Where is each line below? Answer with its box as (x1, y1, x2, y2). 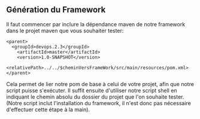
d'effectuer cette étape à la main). (6, 106, 90, 113)
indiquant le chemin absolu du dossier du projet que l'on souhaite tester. (6, 93, 184, 100)
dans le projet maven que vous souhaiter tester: (6, 27, 124, 34)
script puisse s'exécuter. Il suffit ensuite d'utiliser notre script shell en (6, 87, 178, 94)
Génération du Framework (6, 5, 106, 15)
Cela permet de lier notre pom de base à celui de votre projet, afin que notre (6, 80, 195, 87)
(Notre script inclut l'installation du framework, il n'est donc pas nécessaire (6, 99, 192, 106)
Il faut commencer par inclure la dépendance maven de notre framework (6, 20, 186, 28)
